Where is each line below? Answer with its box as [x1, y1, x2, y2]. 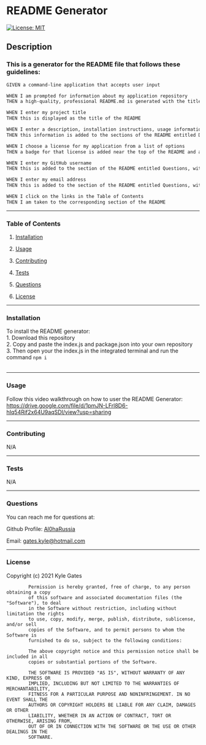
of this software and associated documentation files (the [28, 594, 183, 601]
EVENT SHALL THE [6, 697, 48, 703]
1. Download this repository [6, 334, 75, 342]
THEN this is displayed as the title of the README [6, 115, 141, 121]
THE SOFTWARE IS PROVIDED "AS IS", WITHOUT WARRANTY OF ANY [28, 670, 185, 676]
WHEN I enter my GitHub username [6, 160, 92, 166]
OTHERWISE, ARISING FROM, [6, 718, 72, 724]
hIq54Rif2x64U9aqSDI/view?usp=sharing [6, 408, 112, 416]
